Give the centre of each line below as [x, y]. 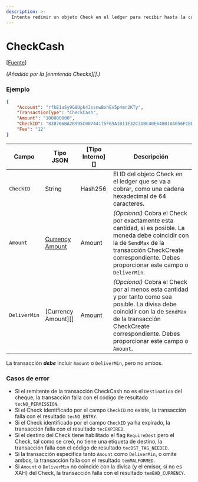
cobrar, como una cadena [148, 189]
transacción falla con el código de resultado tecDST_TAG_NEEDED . [92, 448]
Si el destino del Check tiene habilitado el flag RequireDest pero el [95, 435]
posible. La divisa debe [145, 304]
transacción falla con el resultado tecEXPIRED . [70, 429]
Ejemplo [18, 89]
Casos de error [28, 378]
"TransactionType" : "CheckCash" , [58, 113]
